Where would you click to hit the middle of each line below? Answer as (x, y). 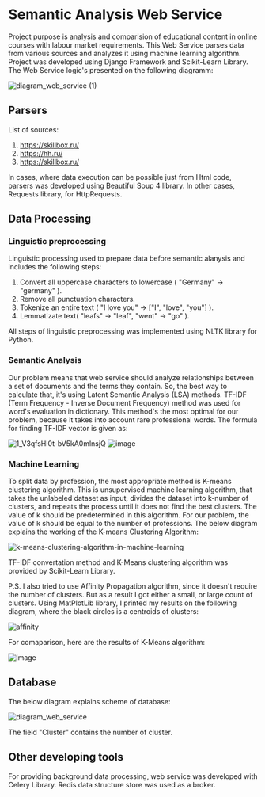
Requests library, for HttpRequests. (65, 194)
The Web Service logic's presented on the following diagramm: (111, 70)
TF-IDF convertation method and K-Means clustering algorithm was (118, 562)
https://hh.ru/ (41, 153)
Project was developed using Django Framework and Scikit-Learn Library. (128, 62)
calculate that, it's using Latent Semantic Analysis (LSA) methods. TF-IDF (128, 395)
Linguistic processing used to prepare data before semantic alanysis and (127, 258)
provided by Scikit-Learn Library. (62, 571)
